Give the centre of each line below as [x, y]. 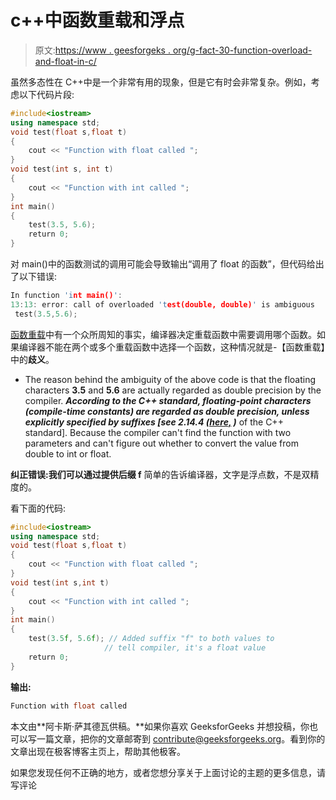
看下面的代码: [38, 508]
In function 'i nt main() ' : [66, 296]
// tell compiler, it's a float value [185, 648]
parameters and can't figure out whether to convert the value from [161, 443]
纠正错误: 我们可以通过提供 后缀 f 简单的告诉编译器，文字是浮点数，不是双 [160, 474]
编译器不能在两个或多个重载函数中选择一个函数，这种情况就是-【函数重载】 [172, 347]
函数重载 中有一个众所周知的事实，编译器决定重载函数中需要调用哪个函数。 [163, 334]
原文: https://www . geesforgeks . [102, 50]
